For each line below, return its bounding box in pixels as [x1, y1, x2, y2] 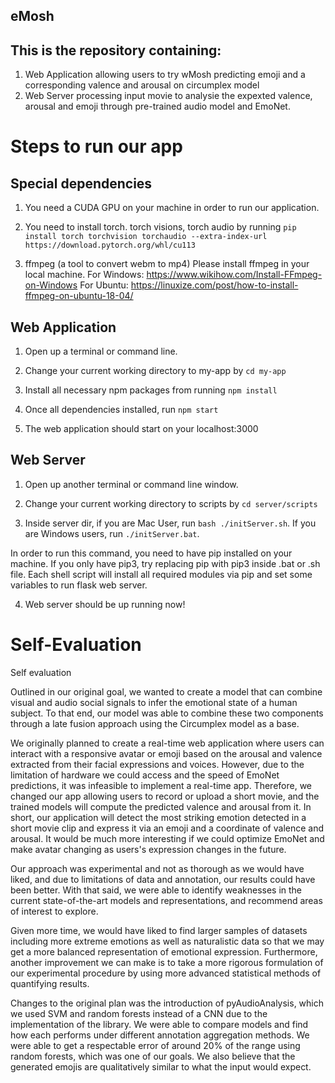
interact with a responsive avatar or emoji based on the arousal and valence [10, 747, 323, 759]
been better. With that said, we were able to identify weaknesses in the [10, 884, 303, 896]
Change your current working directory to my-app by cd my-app [24, 365, 287, 377]
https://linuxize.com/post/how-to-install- [130, 279, 299, 291]
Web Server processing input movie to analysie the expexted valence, [24, 90, 313, 102]
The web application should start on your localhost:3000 [24, 423, 259, 435]
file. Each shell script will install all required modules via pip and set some [10, 568, 313, 580]
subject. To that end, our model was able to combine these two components [10, 707, 324, 719]
